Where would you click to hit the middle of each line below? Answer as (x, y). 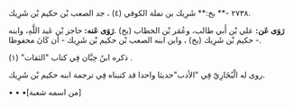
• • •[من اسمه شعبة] (45, 92)
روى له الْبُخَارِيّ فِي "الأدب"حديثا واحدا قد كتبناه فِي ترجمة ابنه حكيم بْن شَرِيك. (137, 75)
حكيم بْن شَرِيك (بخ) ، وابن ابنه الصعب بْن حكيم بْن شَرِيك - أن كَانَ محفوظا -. (135, 40)
